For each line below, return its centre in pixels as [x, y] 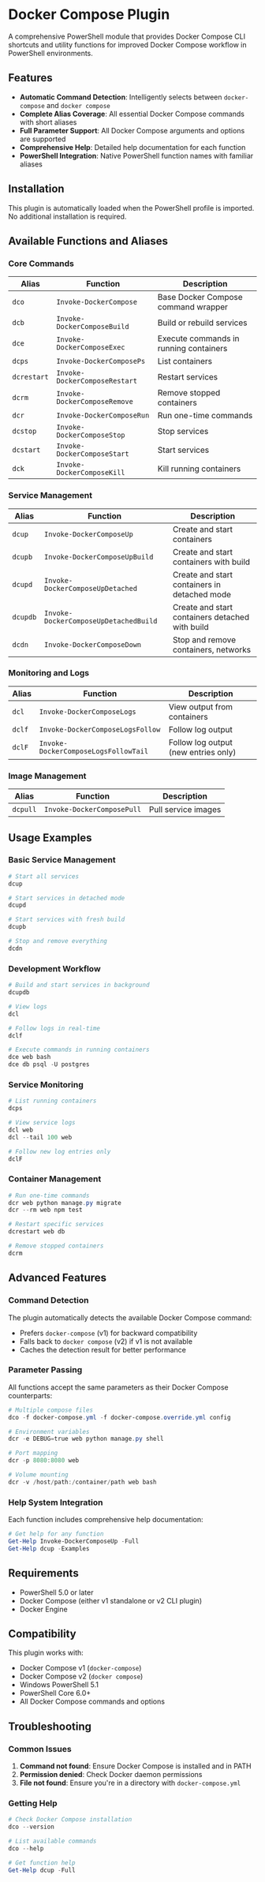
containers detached [211, 617]
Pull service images [185, 810]
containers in [196, 584]
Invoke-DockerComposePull [93, 810]
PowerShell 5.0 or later [56, 1592]
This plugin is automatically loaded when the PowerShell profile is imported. [131, 208]
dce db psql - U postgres [49, 1064]
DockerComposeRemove [95, 402]
